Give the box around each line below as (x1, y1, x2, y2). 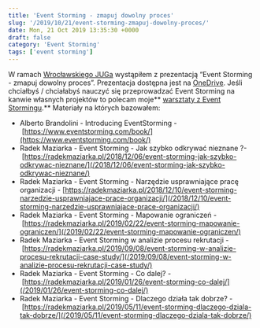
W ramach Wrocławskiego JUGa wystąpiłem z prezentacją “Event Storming (8, 70, 253, 79)
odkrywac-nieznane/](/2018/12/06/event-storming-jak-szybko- (19, 160, 226, 169)
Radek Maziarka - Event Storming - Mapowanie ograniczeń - (19, 210, 217, 219)
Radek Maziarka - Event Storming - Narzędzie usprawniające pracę (19, 177, 239, 186)
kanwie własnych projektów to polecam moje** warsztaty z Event (8, 95, 221, 104)
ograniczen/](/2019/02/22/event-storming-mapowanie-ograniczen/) (19, 227, 242, 236)
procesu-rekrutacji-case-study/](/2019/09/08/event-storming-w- (19, 252, 232, 261)
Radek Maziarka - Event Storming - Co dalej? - (19, 269, 172, 278)
